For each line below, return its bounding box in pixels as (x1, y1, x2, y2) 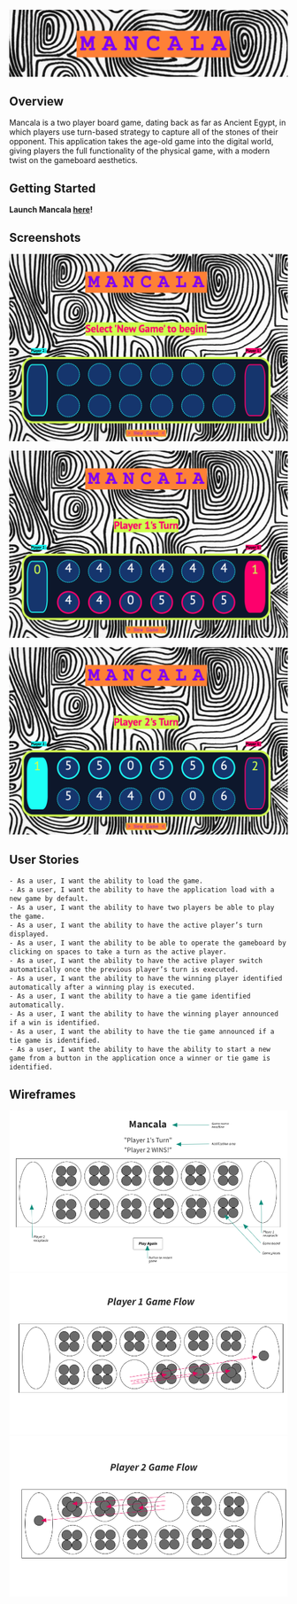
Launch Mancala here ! (9, 205, 93, 215)
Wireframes (9, 1086, 77, 1102)
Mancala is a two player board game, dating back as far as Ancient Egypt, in (9, 117, 286, 128)
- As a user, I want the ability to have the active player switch (9, 956, 263, 966)
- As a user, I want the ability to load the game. (9, 876, 203, 886)
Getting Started (9, 181, 96, 196)
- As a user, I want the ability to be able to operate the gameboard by (9, 938, 287, 948)
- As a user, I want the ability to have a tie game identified (9, 992, 251, 1001)
